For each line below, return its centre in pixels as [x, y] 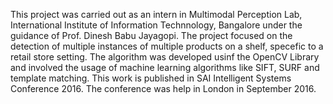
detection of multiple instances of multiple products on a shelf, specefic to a [167, 46]
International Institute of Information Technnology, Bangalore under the [156, 25]
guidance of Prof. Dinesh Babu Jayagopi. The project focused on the [151, 35]
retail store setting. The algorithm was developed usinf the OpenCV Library [165, 57]
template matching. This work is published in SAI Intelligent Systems [151, 78]
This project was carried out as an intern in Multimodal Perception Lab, [156, 14]
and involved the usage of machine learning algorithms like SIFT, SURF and [165, 67]
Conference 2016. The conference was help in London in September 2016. [163, 88]
